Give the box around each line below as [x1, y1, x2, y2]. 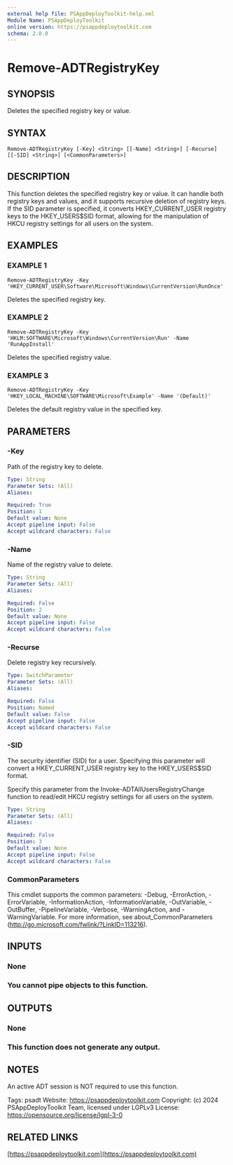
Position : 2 [7, 606, 42, 613]
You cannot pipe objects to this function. [7, 980, 148, 990]
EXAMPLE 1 [7, 261, 48, 270]
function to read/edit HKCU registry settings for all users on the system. [7, 792, 214, 801]
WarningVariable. [7, 913, 57, 921]
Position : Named [7, 704, 55, 711]
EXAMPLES [7, 239, 58, 251]
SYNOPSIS [7, 88, 55, 100]
